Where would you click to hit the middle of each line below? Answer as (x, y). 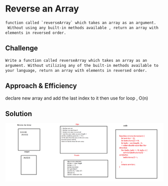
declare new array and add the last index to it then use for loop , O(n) (77, 98)
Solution (19, 114)
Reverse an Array (42, 9)
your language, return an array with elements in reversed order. (76, 70)
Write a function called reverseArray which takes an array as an (76, 60)
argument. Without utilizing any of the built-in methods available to (82, 65)
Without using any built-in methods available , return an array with (83, 28)
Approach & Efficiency (41, 86)
